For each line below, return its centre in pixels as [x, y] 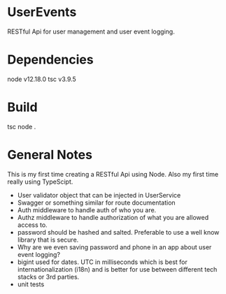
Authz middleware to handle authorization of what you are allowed [113, 217]
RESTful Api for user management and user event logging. [91, 31]
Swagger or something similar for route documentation [97, 203]
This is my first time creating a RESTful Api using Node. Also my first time [113, 174]
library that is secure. [48, 240]
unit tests [31, 284]
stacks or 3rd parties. [48, 277]
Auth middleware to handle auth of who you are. [87, 210]
